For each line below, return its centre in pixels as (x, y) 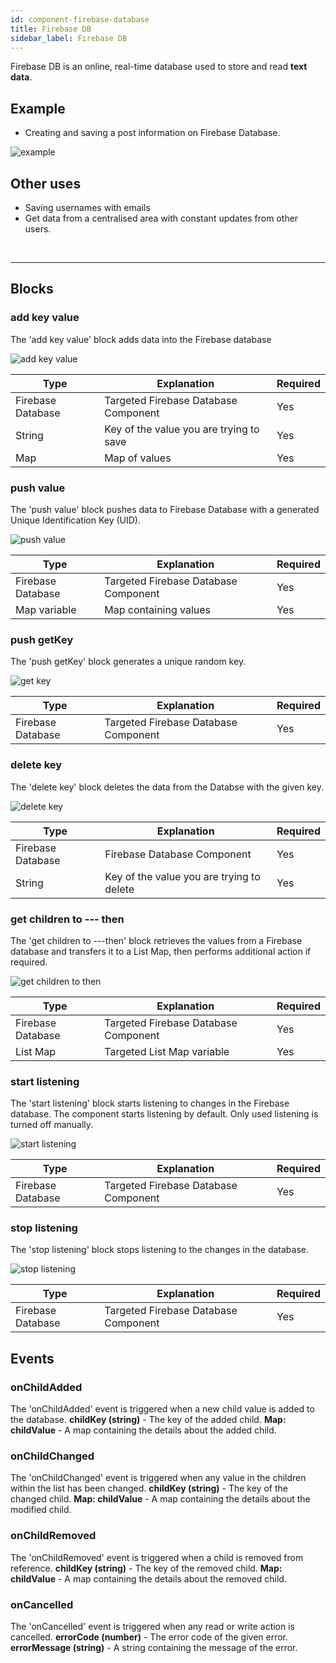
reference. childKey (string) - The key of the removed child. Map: (146, 1568)
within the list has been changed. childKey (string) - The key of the (149, 1488)
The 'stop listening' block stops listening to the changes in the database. (159, 1250)
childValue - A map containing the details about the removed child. (148, 1578)
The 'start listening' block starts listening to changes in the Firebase (150, 1103)
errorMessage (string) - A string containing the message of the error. (154, 1648)
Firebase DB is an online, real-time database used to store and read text (159, 67)
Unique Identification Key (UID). (75, 520)
